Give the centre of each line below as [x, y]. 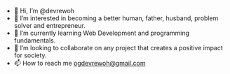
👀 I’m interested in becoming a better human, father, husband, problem [116, 18]
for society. [30, 55]
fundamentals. [35, 40]
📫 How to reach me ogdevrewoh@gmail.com [80, 63]
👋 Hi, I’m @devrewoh [44, 11]
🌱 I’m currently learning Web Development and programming [102, 33]
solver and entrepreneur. [49, 25]
